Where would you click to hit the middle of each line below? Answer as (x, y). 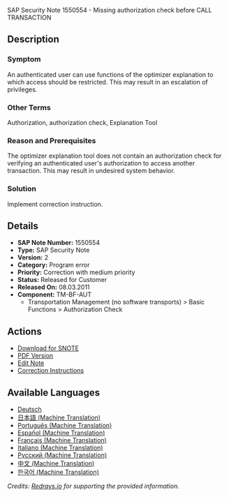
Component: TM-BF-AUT (54, 295)
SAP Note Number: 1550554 (58, 243)
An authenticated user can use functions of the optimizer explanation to (110, 74)
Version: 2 (33, 258)
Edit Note (31, 363)
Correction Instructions (51, 371)
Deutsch (29, 409)
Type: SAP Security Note (53, 250)
